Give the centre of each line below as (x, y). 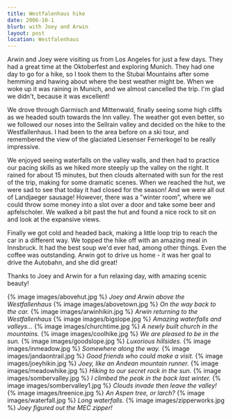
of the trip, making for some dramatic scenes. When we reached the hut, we (116, 182)
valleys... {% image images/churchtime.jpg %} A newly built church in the (113, 326)
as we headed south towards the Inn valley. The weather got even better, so (116, 117)
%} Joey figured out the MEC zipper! (60, 408)
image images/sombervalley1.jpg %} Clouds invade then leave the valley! (112, 386)
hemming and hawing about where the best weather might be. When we (111, 81)
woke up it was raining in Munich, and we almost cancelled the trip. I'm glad (116, 89)
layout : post (26, 33)
